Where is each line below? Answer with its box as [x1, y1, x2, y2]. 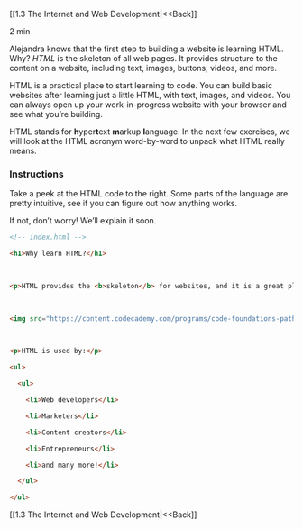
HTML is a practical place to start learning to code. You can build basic [9, 80, 273, 90]
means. [9, 145, 38, 156]
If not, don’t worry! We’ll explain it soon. [9, 215, 157, 226]
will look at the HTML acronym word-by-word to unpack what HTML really [9, 136, 286, 146]
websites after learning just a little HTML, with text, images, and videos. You [9, 90, 291, 100]
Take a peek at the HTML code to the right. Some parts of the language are [9, 188, 289, 199]
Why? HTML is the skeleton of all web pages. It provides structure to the [9, 53, 278, 63]
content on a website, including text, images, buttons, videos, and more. [9, 63, 278, 73]
